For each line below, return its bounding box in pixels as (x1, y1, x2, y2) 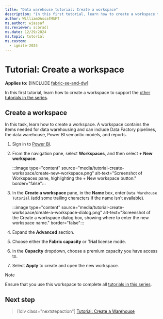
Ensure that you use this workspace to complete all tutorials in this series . (5, 282, 152, 287)
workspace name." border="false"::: (12, 220, 84, 226)
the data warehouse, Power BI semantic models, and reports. (5, 132, 127, 138)
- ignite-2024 (9, 43, 38, 48)
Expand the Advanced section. (12, 229, 74, 235)
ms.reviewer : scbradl (5, 25, 49, 30)
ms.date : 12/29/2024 (5, 30, 47, 34)
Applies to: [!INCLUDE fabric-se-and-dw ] (5, 80, 89, 86)
